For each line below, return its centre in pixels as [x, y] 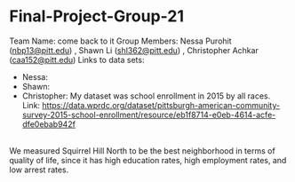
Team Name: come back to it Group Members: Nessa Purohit [121, 41]
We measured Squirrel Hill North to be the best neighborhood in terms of [142, 150]
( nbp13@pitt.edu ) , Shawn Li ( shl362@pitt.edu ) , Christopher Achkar [134, 50]
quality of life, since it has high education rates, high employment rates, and [148, 160]
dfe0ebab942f [48, 124]
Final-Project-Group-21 [97, 16]
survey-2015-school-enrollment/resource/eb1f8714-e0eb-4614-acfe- [149, 115]
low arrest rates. [39, 170]
